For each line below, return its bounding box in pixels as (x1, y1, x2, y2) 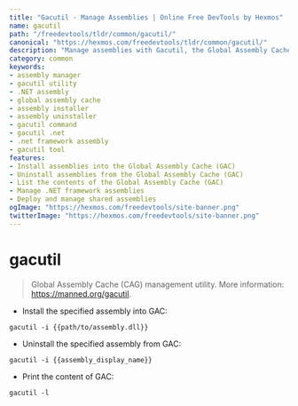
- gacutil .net (9, 129, 66, 138)
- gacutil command (9, 121, 77, 130)
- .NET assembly (9, 87, 69, 96)
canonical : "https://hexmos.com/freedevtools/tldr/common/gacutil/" (9, 37, 268, 47)
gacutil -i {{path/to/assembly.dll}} (9, 322, 149, 331)
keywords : (9, 63, 46, 72)
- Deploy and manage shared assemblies (9, 195, 157, 204)
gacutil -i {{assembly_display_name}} (9, 355, 153, 364)
